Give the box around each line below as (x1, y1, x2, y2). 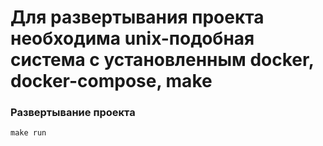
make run (10, 128, 47, 138)
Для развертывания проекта (10, 6, 265, 29)
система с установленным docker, (10, 49, 315, 71)
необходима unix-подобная (10, 27, 255, 50)
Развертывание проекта (10, 106, 136, 120)
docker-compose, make (10, 70, 213, 93)
